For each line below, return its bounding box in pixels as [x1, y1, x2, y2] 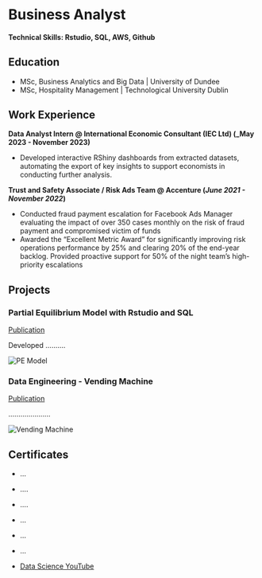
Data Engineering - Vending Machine [8, 376, 153, 387]
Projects [8, 283, 51, 296]
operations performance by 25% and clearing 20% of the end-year [19, 243, 240, 252]
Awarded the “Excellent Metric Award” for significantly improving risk [19, 235, 246, 244]
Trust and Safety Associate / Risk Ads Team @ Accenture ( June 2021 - [8, 186, 246, 195]
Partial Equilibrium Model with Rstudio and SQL [8, 307, 194, 318]
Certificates [8, 447, 69, 461]
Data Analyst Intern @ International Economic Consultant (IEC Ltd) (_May [8, 129, 255, 139]
